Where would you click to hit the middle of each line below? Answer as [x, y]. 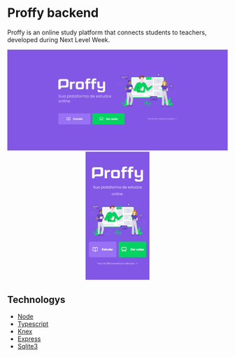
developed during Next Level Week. [59, 39]
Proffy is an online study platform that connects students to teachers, [107, 32]
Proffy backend [53, 13]
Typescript [33, 324]
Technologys [36, 299]
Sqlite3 [28, 346]
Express [29, 339]
